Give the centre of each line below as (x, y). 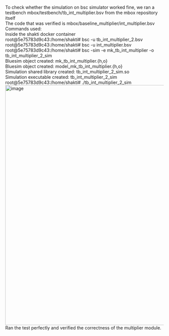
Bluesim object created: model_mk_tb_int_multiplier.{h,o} (64, 66)
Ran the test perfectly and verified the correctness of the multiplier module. (83, 328)
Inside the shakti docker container (40, 34)
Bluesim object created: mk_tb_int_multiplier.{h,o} (57, 61)
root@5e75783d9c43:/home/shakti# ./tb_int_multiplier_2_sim (68, 82)
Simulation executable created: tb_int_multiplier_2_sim (61, 77)
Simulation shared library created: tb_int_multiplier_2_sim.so (67, 72)
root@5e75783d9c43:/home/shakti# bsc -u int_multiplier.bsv (68, 45)
